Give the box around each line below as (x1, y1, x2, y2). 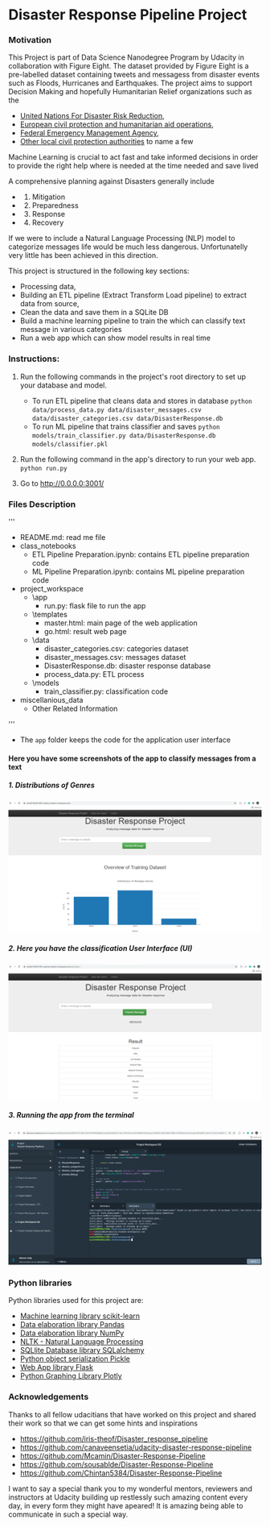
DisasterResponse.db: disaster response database (43, 661, 211, 670)
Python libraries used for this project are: (8, 1296, 144, 1305)
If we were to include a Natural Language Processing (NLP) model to (8, 234, 235, 243)
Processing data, (19, 282, 76, 292)
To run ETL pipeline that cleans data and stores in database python (31, 396, 253, 405)
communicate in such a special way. (8, 1509, 129, 1519)
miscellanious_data (19, 695, 84, 705)
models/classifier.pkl (31, 440, 108, 448)
